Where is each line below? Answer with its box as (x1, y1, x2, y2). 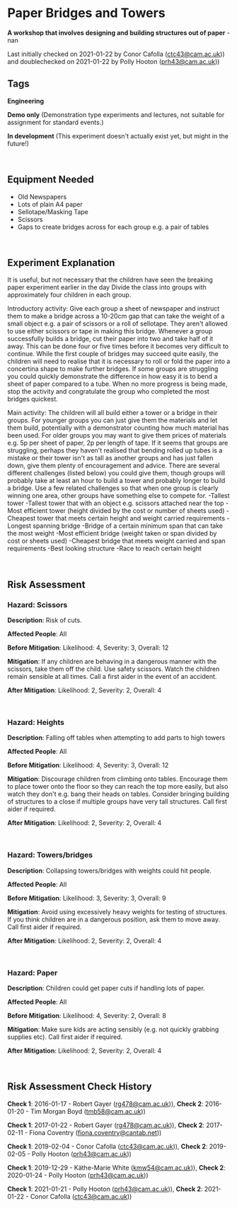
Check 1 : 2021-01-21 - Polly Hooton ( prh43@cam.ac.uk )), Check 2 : (7, 1185, 203, 1193)
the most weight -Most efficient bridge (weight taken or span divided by (7, 529, 217, 538)
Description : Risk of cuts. (7, 616, 83, 625)
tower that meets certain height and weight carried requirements (37, 514, 225, 523)
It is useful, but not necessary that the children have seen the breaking (7, 275, 214, 284)
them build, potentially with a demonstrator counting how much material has (7, 423, 229, 432)
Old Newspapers (17, 192, 67, 201)
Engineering (7, 96, 45, 105)
